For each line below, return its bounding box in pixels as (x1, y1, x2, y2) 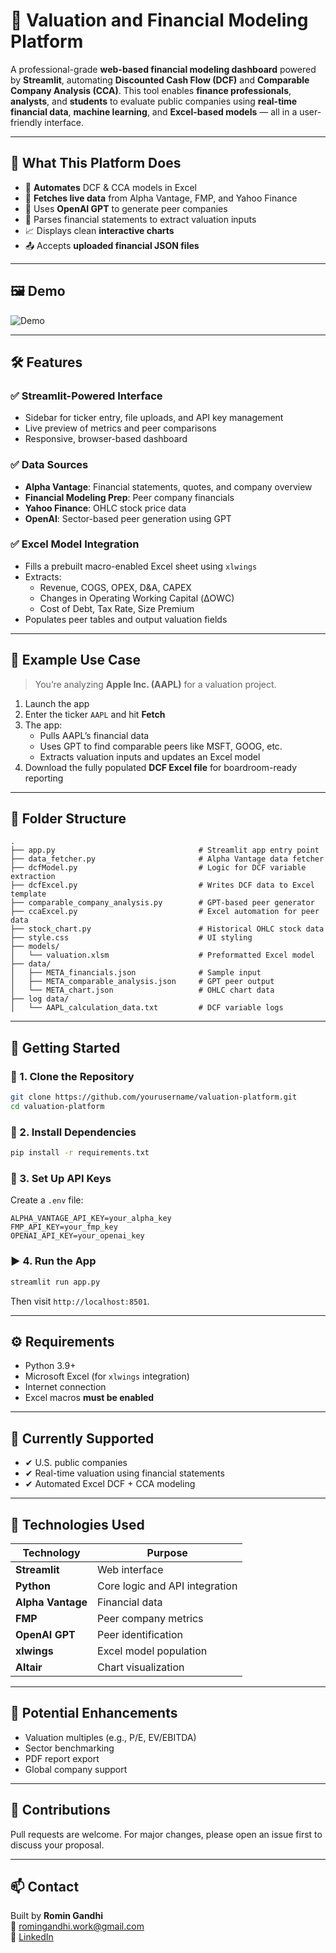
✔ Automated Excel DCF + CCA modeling (24, 1478, 196, 1490)
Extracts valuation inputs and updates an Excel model (39, 750, 261, 763)
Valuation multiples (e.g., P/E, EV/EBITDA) (24, 1731, 197, 1743)
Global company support (24, 1763, 128, 1775)
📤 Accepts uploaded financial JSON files (24, 239, 200, 251)
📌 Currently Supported (10, 1430, 155, 1447)
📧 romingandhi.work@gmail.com (10, 1920, 145, 1933)
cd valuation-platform (10, 1102, 105, 1112)
